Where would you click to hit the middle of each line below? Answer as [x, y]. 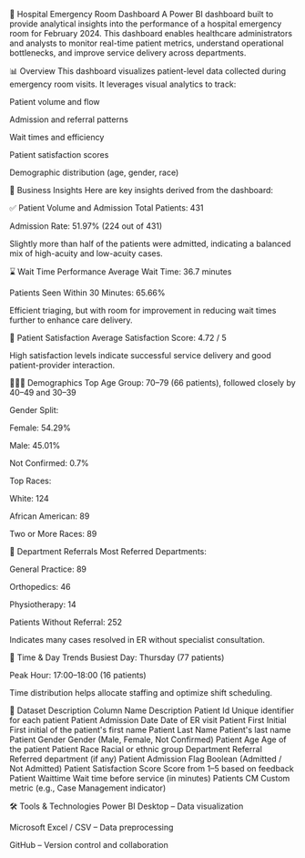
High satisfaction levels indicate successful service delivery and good [140, 355]
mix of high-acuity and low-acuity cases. [86, 253]
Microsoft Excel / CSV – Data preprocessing [91, 827]
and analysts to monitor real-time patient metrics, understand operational [147, 43]
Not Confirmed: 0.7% [49, 463]
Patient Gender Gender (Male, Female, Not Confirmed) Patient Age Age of [148, 739]
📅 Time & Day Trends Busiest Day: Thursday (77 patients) [117, 657]
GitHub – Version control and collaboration [89, 845]
